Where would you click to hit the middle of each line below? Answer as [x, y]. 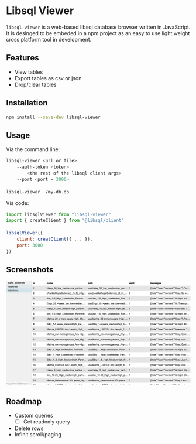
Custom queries [34, 416]
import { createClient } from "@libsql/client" [65, 221]
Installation [27, 103]
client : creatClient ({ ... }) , [55, 239]
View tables [29, 72]
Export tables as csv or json [48, 78]
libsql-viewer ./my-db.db [37, 192]
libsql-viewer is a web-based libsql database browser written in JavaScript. [98, 27]
